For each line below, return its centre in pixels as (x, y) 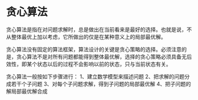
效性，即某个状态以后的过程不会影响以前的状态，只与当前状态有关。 (89, 64)
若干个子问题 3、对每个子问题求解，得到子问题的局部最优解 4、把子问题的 (101, 84)
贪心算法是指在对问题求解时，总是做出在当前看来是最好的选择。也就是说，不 (99, 29)
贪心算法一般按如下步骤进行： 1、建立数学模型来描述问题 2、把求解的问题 (95, 76)
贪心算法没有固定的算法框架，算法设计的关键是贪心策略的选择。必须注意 (94, 49)
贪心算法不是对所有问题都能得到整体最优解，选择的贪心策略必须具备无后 (104, 56)
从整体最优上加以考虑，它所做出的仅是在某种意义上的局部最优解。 (86, 36)
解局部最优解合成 (27, 91)
